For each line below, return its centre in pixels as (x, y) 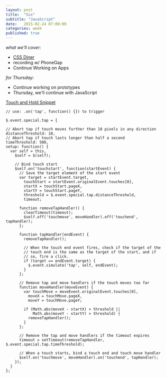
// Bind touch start (36, 164)
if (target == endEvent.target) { (60, 261)
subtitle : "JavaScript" (31, 19)
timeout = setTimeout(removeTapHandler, (62, 340)
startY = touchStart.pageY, (53, 191)
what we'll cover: (23, 47)
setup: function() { (27, 147)
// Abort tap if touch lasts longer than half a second (65, 138)
